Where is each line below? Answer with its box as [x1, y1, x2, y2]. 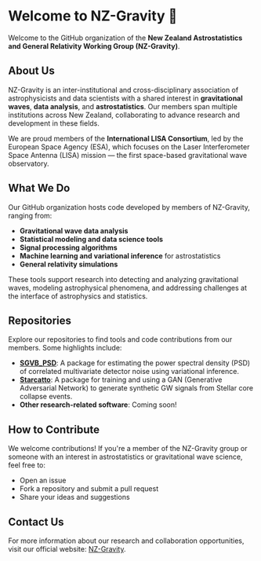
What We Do [8, 181, 71, 195]
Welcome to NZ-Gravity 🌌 [8, 7, 178, 25]
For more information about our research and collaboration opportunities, [8, 536, 245, 545]
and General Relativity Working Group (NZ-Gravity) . [8, 41, 180, 50]
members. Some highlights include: [8, 343, 122, 353]
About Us [8, 64, 55, 78]
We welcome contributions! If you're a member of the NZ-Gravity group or [8, 444, 248, 453]
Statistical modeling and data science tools [19, 234, 163, 244]
